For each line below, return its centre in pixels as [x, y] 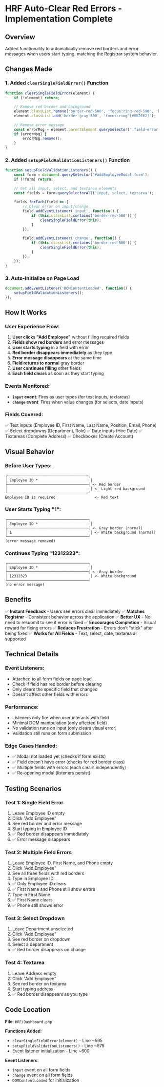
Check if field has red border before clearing [57, 684]
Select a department [33, 944]
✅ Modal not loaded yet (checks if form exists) [59, 756]
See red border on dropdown [41, 939]
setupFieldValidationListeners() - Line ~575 [58, 1045]
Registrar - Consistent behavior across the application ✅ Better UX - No [78, 617]
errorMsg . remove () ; [42, 139]
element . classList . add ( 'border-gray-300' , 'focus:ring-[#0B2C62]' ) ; [85, 116]
